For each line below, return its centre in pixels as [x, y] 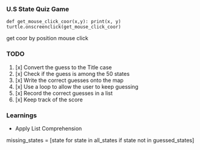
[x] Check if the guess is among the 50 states [72, 73]
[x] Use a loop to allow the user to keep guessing [77, 86]
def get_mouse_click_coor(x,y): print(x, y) [64, 22]
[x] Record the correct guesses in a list [64, 93]
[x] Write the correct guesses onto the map [69, 80]
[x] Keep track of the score [49, 100]
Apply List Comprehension [48, 128]
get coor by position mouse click [47, 38]
